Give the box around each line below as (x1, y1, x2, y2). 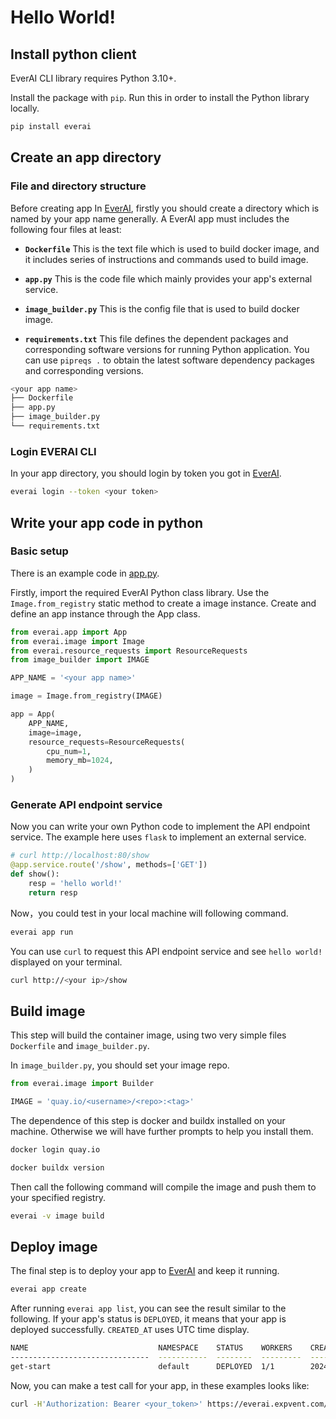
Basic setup (10, 544, 69, 558)
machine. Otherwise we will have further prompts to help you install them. (10, 1126, 314, 1138)
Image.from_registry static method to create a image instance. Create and (10, 597, 317, 609)
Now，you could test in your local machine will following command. (10, 907, 289, 919)
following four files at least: (10, 223, 122, 235)
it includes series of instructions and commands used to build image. (24, 253, 309, 265)
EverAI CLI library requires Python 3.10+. (10, 72, 177, 84)
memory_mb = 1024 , (46, 756, 114, 766)
